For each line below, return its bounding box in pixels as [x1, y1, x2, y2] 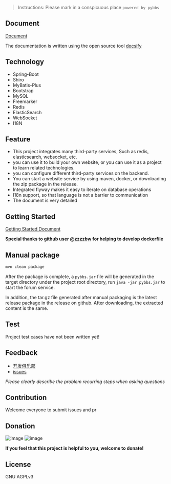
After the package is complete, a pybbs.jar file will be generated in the [5, 273, 155, 280]
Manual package [5, 250, 60, 259]
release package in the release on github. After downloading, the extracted [5, 300, 163, 306]
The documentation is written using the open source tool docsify [5, 43, 142, 49]
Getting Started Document [5, 226, 61, 232]
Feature [5, 135, 31, 144]
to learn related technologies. [12, 165, 75, 171]
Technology [5, 57, 45, 66]
